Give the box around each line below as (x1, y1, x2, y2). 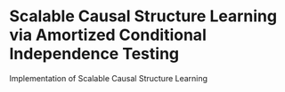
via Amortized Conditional (9, 25, 207, 45)
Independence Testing (9, 44, 180, 64)
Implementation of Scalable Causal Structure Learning (9, 73, 208, 83)
